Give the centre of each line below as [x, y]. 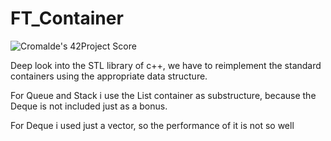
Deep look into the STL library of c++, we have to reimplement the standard [166, 65]
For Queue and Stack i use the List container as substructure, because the [163, 95]
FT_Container [67, 18]
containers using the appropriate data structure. [109, 76]
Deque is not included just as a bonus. [89, 106]
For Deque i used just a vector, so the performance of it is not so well [152, 125]
